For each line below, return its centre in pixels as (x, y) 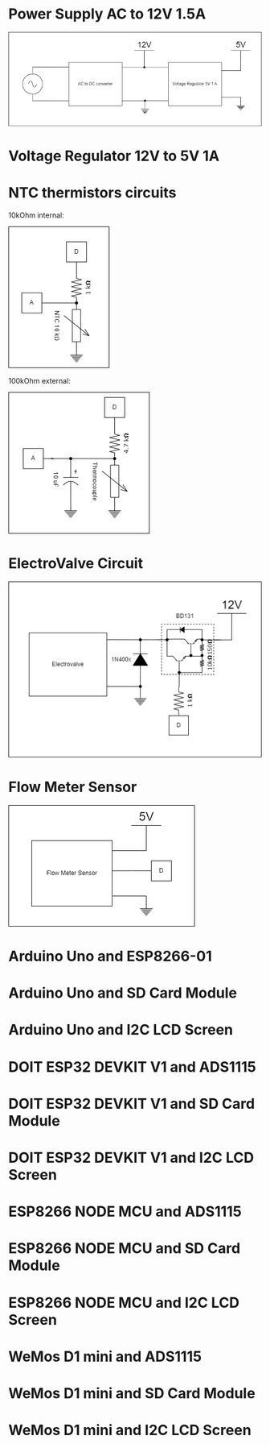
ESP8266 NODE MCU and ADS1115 (125, 1212)
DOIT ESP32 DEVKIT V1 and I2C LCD (131, 1158)
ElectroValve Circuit (76, 563)
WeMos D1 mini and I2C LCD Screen (130, 1430)
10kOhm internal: (36, 215)
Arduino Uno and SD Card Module (123, 993)
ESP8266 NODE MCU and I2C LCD (124, 1303)
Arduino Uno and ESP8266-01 (110, 956)
